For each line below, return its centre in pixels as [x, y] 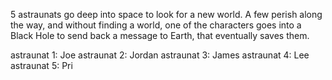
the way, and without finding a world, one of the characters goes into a [156, 25]
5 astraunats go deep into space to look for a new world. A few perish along [166, 14]
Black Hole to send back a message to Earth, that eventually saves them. [160, 35]
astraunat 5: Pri [41, 65]
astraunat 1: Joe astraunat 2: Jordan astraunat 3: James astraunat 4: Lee [160, 55]
